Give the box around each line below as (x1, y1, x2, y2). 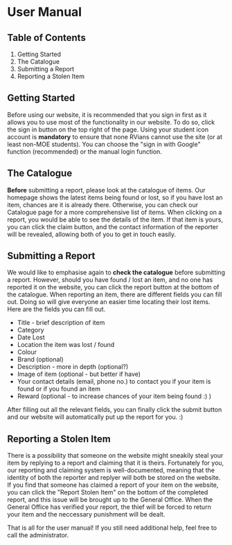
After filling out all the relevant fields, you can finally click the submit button (7, 406, 222, 414)
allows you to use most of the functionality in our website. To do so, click (7, 118, 215, 126)
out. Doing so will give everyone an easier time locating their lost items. (7, 298, 211, 306)
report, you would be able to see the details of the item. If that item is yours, (7, 215, 224, 224)
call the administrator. (7, 531, 69, 539)
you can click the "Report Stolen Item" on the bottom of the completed (7, 488, 208, 497)
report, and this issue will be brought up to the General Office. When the (7, 496, 213, 504)
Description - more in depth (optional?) (17, 363, 129, 371)
